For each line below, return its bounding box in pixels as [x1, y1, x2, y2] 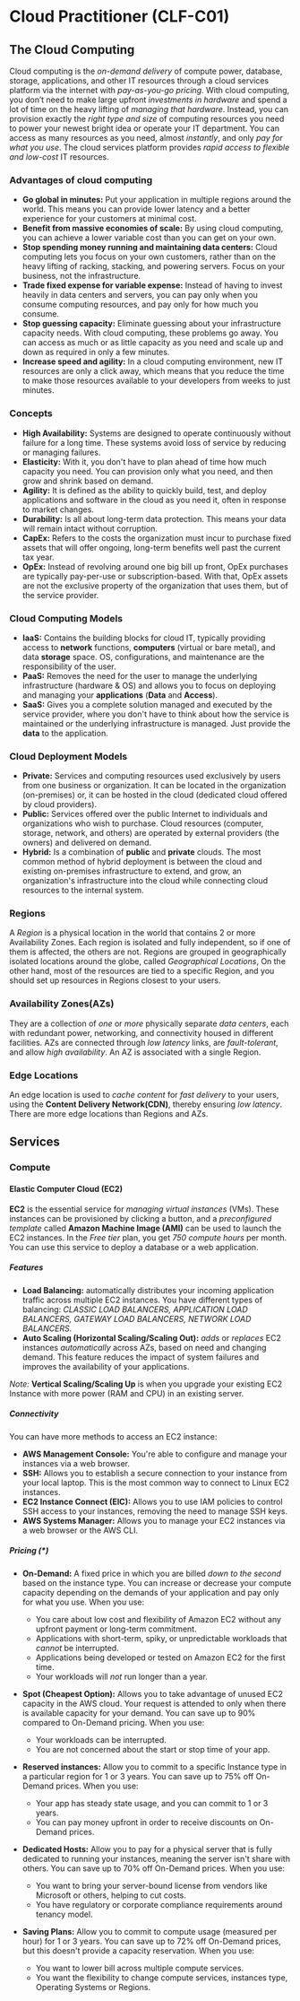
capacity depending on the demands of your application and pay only [21, 1587, 279, 1597]
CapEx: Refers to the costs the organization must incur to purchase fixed [21, 532, 292, 544]
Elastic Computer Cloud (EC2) [9, 1183, 124, 1194]
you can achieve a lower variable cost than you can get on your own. [21, 232, 277, 243]
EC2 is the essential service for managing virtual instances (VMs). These [9, 1204, 279, 1214]
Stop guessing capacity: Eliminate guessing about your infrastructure [21, 318, 282, 329]
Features [9, 1262, 44, 1273]
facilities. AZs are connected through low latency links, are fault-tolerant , [9, 1037, 279, 1048]
